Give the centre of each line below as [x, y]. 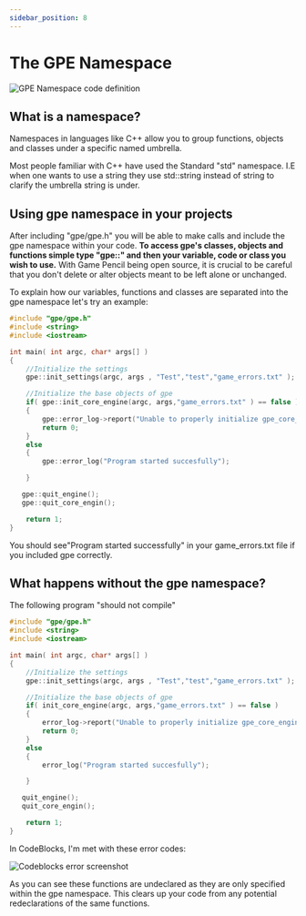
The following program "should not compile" [92, 606]
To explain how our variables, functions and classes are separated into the [149, 292]
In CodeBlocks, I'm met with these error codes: [98, 849]
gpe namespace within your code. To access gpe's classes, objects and [147, 246]
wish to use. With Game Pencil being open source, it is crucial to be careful [151, 265]
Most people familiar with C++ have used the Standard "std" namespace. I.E [153, 166]
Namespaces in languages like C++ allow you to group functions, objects [147, 138]
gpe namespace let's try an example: [79, 302]
